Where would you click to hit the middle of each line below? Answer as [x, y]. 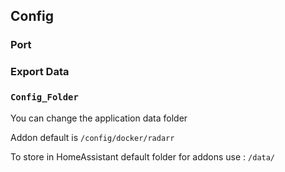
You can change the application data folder [99, 118]
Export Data [40, 72]
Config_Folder [44, 97]
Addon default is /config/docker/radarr [92, 137]
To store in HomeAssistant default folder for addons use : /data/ [143, 156]
